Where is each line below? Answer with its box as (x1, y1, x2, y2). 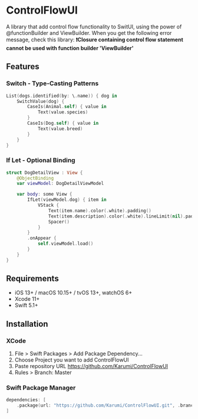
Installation (6, 319, 48, 329)
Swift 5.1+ (14, 302, 38, 309)
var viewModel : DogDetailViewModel (16, 181, 104, 187)
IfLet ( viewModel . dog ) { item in (27, 197, 107, 203)
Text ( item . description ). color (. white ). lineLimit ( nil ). (48, 213, 186, 219)
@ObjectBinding (16, 175, 54, 181)
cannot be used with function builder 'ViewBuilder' (6, 44, 134, 51)
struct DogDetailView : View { (6, 170, 83, 176)
